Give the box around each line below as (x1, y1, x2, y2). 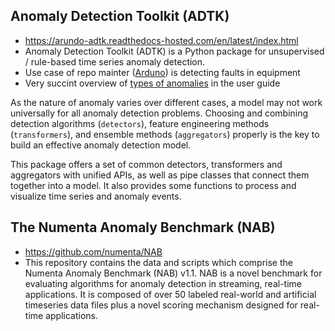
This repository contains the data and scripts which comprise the (24, 256, 293, 268)
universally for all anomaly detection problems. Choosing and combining (10, 107, 309, 119)
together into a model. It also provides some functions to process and (10, 179, 297, 191)
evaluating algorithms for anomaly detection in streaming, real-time (24, 277, 302, 289)
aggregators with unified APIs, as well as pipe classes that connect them (10, 169, 310, 181)
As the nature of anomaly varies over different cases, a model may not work (10, 96, 323, 108)
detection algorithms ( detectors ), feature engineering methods (10, 117, 270, 129)
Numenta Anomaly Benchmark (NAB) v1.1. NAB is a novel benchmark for (24, 267, 323, 279)
